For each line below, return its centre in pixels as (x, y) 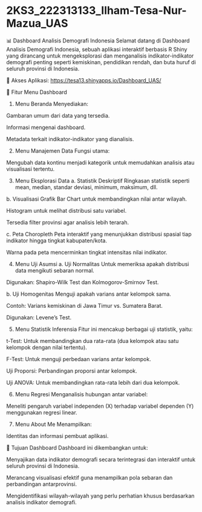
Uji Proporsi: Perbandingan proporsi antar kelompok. (72, 371)
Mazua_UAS (37, 23)
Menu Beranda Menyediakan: (52, 104)
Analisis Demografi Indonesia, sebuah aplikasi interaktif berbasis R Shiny (97, 49)
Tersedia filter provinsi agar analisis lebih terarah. (67, 222)
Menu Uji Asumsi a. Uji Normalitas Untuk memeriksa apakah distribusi (102, 264)
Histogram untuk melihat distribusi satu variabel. (67, 210)
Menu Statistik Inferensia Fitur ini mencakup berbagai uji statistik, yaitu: (104, 329)
